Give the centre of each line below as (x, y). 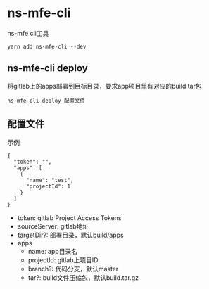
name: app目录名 (53, 251)
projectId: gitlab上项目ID (63, 260)
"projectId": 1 (48, 186)
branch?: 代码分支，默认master (73, 269)
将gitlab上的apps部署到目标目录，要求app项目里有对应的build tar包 (104, 86)
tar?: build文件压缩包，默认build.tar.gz (83, 277)
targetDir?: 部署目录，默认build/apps (71, 235)
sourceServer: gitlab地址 (53, 226)
